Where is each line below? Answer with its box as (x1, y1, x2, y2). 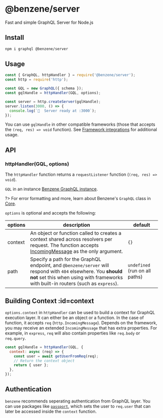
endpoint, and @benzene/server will (30, 262, 109, 269)
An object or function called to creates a (30, 230, 122, 236)
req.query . (5, 335, 26, 341)
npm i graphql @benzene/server (5, 46, 68, 51)
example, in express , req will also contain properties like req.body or (5, 330, 140, 336)
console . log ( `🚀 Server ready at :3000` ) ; (9, 108, 97, 113)
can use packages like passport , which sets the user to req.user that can (5, 403, 151, 409)
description (63, 222, 91, 229)
